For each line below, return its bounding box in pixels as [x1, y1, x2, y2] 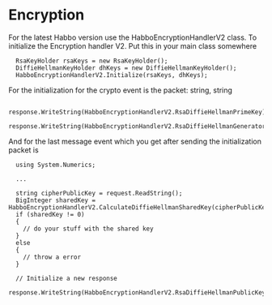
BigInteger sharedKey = [15, 196, 96, 204]
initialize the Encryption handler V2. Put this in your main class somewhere [8, 41, 257, 50]
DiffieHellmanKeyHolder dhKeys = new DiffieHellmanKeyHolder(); [15, 63, 237, 72]
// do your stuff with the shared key [23, 225, 154, 233]
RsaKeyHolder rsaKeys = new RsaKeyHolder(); [15, 57, 168, 65]
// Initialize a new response [15, 274, 117, 282]
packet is [8, 144, 39, 155]
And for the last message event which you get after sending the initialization [8, 136, 261, 146]
